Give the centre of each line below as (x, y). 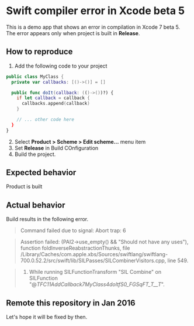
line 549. (178, 261)
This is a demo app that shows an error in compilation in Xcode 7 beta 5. (93, 27)
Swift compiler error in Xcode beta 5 (96, 11)
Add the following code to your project (61, 66)
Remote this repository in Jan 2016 (71, 303)
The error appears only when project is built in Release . (73, 33)
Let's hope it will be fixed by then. (47, 317)
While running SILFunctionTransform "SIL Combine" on (95, 272)
